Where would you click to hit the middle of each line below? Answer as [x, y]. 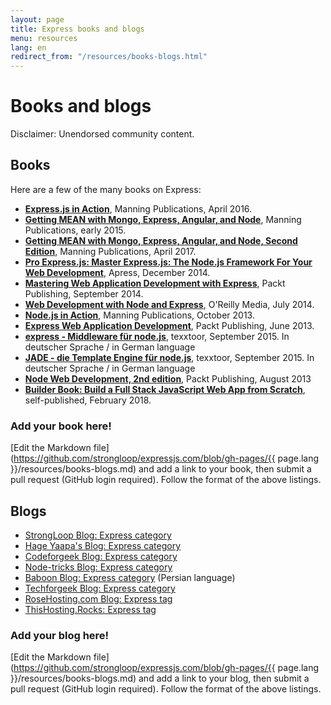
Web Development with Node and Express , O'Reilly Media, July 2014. [169, 304]
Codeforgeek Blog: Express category [101, 556]
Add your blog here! [60, 635]
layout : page [37, 19]
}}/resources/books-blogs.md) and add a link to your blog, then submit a [160, 678]
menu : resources [44, 38]
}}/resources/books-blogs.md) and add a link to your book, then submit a [161, 469]
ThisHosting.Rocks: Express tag [90, 609]
